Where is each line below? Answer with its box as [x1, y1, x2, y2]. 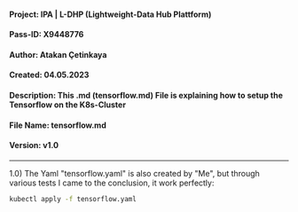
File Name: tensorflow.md [9, 120, 106, 130]
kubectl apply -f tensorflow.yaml [9, 194, 137, 203]
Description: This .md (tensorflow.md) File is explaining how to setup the [9, 90, 284, 100]
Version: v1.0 [9, 140, 59, 151]
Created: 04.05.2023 [9, 69, 90, 81]
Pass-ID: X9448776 [9, 29, 84, 40]
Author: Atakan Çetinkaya [9, 49, 107, 59]
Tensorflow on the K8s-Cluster [9, 99, 127, 110]
